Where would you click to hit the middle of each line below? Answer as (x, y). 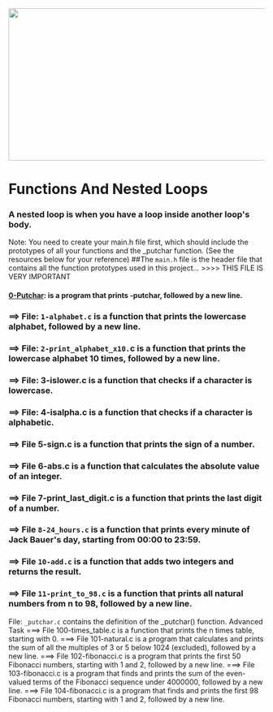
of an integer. (35, 476)
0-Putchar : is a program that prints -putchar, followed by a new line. (126, 296)
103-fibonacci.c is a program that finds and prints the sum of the (117, 673)
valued (20, 682)
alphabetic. (31, 422)
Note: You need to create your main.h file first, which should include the (129, 242)
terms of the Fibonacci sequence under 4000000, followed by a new (148, 682)
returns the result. (45, 572)
